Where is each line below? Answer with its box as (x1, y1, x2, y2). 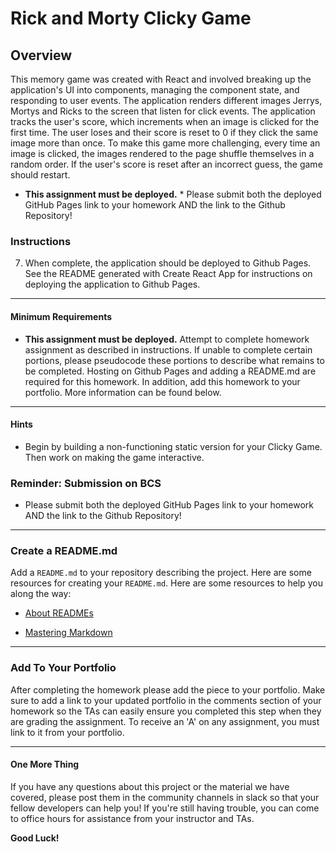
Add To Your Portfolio (10, 661, 117, 675)
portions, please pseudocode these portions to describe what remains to (24, 354, 325, 366)
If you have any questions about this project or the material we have (10, 780, 290, 792)
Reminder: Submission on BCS (10, 476, 162, 490)
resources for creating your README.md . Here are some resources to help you (10, 577, 324, 589)
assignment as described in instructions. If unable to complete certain (24, 343, 313, 356)
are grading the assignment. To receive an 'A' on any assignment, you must (10, 715, 320, 727)
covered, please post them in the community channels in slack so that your (10, 791, 320, 803)
